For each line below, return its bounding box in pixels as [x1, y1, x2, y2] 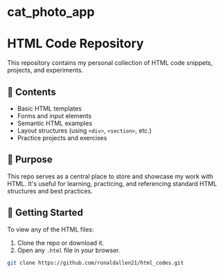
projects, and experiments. [7, 66, 84, 75]
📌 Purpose [7, 153, 53, 166]
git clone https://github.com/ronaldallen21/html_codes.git [7, 259, 185, 266]
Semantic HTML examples [17, 119, 93, 127]
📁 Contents [7, 86, 57, 97]
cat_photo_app [7, 4, 95, 20]
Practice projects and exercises [17, 133, 107, 142]
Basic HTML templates [17, 104, 82, 113]
